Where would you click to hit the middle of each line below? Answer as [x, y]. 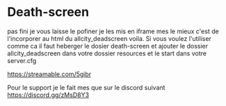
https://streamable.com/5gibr [49, 74]
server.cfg [22, 60]
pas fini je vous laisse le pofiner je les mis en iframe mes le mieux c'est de [113, 31]
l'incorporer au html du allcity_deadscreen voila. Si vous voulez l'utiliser [110, 38]
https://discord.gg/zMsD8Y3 [48, 95]
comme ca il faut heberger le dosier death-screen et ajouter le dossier [108, 46]
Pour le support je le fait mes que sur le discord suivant [86, 87]
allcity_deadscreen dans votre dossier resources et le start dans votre [107, 53]
